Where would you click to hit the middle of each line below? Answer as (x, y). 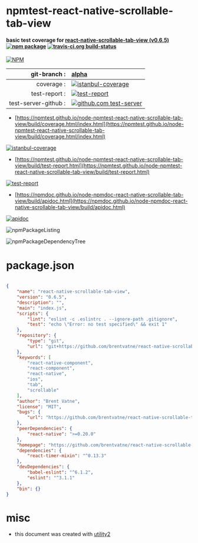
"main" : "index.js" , (42, 308)
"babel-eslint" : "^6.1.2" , (60, 472)
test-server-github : (37, 103)
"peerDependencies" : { (44, 429)
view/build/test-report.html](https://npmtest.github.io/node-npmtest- (98, 165)
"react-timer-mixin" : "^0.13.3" (67, 456)
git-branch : (48, 74)
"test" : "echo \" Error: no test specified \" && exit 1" (97, 325)
